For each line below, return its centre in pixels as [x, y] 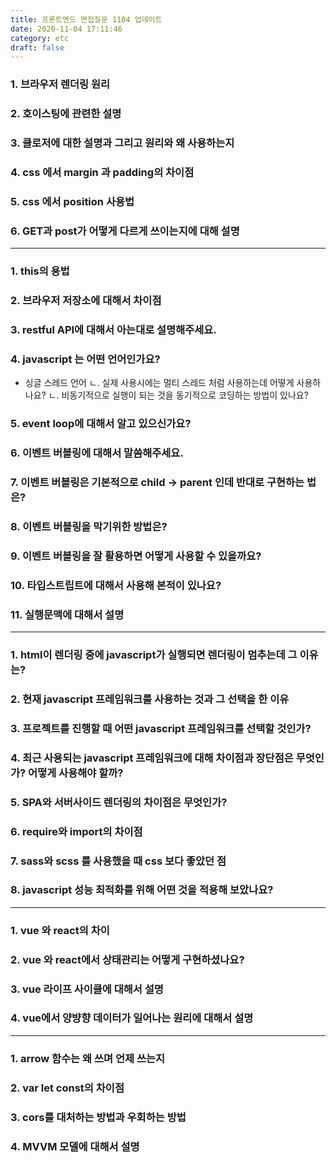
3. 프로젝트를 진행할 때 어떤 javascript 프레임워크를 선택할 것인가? [161, 728]
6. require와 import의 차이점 [76, 831]
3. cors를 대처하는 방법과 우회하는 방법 [98, 1117]
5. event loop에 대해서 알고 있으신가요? [101, 424]
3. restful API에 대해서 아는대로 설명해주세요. [113, 329]
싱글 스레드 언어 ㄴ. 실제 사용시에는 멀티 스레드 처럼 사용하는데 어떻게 [159, 383]
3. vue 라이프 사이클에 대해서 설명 [87, 989]
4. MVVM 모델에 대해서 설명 [75, 1146]
